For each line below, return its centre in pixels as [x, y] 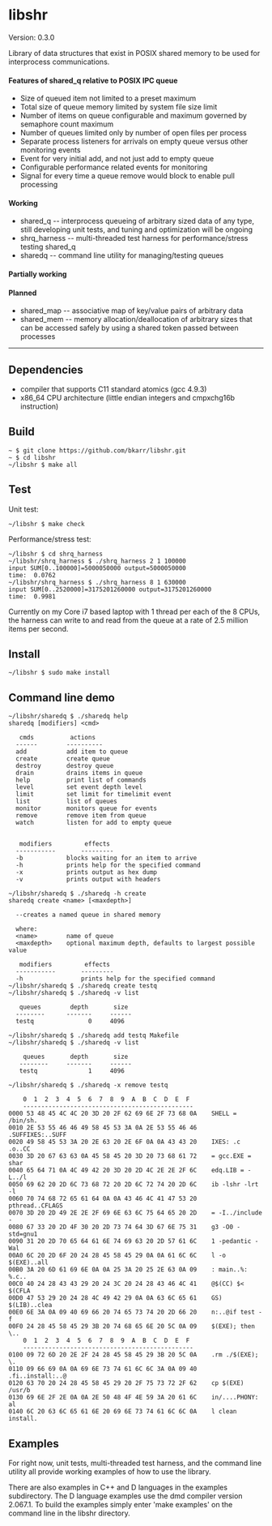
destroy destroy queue [65, 766]
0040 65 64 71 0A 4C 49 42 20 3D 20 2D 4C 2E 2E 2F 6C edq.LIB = [126, 1170]
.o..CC [19, 1149]
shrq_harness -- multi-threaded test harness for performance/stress [134, 238]
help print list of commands [81, 780]
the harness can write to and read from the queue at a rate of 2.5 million [128, 620]
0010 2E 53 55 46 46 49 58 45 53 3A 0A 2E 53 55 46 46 [103, 1128]
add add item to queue [72, 752]
